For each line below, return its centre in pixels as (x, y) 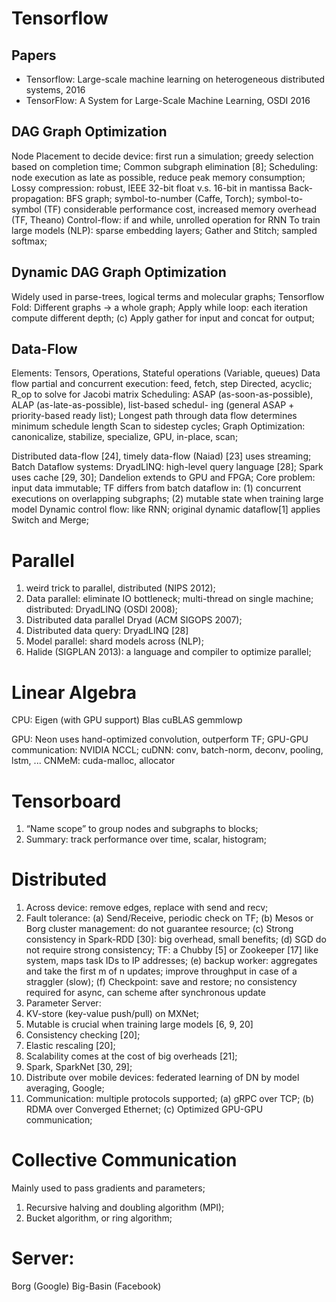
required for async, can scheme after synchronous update (145, 993)
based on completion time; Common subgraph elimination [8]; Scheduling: (164, 166)
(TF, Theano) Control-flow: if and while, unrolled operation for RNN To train (166, 219)
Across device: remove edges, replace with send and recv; (147, 908)
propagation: (37, 198)
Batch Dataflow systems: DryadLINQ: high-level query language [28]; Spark (167, 467)
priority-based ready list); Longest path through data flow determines (154, 416)
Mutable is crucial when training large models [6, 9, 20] (139, 1024)
